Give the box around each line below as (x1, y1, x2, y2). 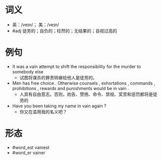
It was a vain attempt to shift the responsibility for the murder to (12, 64, 141, 69)
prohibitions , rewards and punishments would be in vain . (12, 85, 129, 91)
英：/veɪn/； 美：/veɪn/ (12, 22, 59, 28)
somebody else (12, 68, 44, 74)
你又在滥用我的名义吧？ (19, 109, 67, 115)
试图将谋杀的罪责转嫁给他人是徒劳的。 (19, 74, 97, 80)
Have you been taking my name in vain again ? (12, 103, 107, 109)
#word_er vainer (12, 150, 46, 156)
